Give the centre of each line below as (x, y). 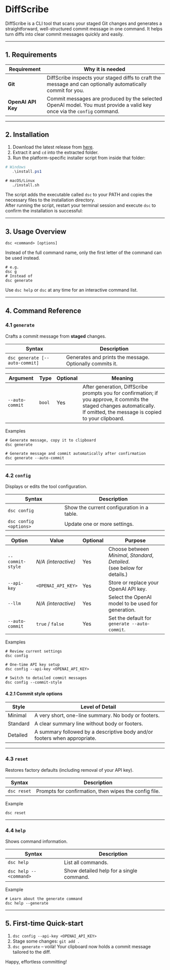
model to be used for (133, 603)
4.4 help (16, 830)
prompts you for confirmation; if (120, 393)
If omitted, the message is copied (122, 412)
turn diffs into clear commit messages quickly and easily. (65, 34)
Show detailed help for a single (101, 871)
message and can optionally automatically (97, 84)
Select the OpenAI (130, 597)
